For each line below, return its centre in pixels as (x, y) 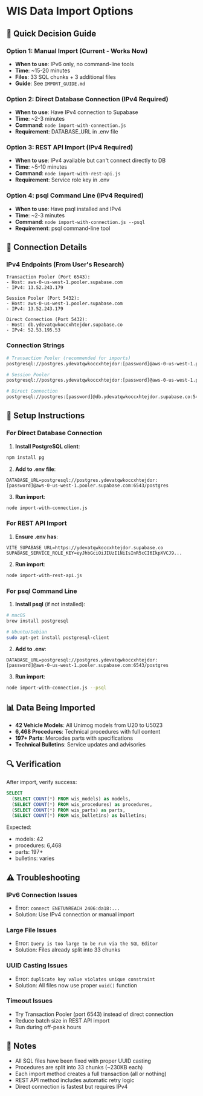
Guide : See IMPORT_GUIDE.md (50, 83)
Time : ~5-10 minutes (41, 167)
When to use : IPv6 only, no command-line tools (74, 64)
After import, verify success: (42, 782)
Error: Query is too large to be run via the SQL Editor (86, 943)
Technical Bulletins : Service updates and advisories (80, 745)
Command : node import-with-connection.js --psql (80, 222)
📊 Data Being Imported (51, 707)
